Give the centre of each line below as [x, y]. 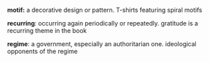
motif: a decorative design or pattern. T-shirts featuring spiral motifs [105, 10]
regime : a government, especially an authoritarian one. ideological [102, 44]
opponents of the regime [43, 51]
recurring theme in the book [47, 31]
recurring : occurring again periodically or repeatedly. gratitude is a [103, 23]
